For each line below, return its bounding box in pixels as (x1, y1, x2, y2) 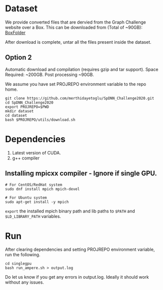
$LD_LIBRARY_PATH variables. (5, 213, 61, 219)
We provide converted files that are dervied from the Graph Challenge (5, 19, 146, 25)
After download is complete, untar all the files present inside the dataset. (5, 39, 152, 45)
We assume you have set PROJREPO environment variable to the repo (5, 81, 146, 87)
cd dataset (5, 113, 27, 118)
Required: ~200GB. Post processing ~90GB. (5, 72, 94, 78)
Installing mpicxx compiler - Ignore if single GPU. (5, 169, 157, 178)
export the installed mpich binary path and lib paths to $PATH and (5, 208, 135, 214)
